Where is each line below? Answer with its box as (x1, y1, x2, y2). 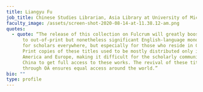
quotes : (6, 25, 26, 32)
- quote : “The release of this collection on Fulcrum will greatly (11, 31, 185, 38)
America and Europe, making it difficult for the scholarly (22, 54, 177, 60)
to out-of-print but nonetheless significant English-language (22, 37, 185, 43)
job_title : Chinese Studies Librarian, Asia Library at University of (6, 15, 188, 21)
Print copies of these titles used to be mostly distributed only (22, 48, 193, 54)
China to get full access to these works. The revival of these (22, 59, 188, 65)
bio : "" (6, 71, 26, 77)
